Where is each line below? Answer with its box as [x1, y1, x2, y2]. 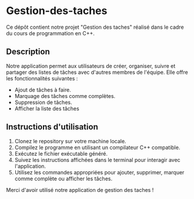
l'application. [14, 163, 46, 170]
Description [6, 47, 50, 57]
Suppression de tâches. [14, 99, 72, 106]
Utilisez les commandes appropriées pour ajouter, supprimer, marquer [14, 168, 185, 176]
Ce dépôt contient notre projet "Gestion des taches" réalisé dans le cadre [6, 23, 184, 31]
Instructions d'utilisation [6, 122, 98, 132]
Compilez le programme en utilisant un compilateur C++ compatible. [14, 144, 180, 151]
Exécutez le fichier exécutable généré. [14, 150, 108, 157]
